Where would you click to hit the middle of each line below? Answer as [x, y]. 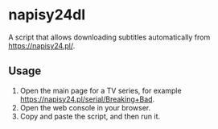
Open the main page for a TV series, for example [101, 90]
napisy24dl [47, 15]
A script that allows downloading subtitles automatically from [109, 37]
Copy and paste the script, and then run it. [90, 116]
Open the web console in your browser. [85, 107]
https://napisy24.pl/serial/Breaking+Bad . [87, 99]
